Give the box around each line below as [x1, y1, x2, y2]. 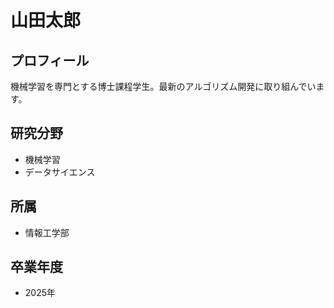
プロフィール [10, 52, 90, 69]
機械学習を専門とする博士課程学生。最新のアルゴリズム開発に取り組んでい [10, 81, 317, 92]
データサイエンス [24, 166, 96, 178]
